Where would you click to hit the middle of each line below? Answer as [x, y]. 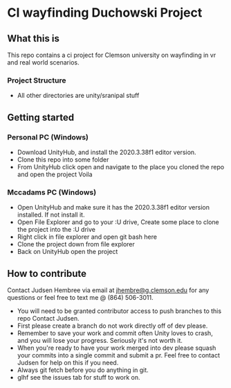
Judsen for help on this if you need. [68, 363]
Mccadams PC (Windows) [52, 192]
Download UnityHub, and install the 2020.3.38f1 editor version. [107, 152]
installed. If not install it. [51, 215]
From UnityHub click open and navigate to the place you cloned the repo [121, 167]
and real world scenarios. [43, 62]
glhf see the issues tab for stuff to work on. [78, 378]
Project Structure [37, 80]
